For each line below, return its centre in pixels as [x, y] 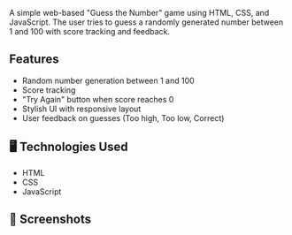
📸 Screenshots [50, 220]
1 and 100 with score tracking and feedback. [90, 31]
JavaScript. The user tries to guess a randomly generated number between [146, 22]
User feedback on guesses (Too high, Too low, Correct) [123, 117]
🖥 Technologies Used [69, 147]
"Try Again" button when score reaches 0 [98, 99]
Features [34, 60]
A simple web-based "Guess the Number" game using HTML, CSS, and [139, 13]
